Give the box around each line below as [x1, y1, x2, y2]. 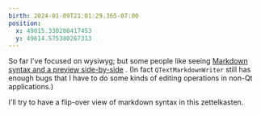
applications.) [8, 82, 54, 92]
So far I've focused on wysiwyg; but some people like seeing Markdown [8, 56, 248, 66]
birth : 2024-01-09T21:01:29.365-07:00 [8, 11, 139, 20]
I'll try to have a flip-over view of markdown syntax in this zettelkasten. [8, 97, 244, 107]
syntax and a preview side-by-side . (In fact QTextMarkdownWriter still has [8, 65, 251, 75]
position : [8, 19, 42, 27]
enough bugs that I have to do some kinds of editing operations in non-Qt [8, 73, 253, 83]
